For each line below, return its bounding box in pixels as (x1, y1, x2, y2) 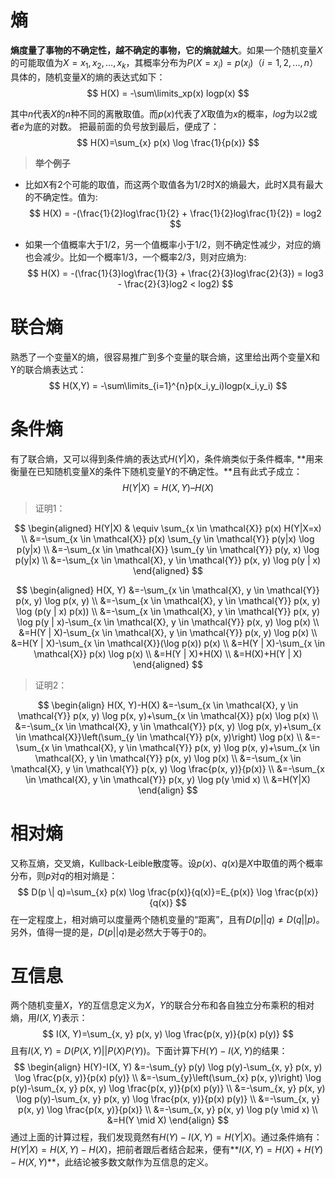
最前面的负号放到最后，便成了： (87, 120, 220, 132)
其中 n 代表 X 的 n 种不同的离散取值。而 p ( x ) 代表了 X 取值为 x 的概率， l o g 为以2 (10, 107, 309, 120)
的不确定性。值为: (24, 191, 98, 203)
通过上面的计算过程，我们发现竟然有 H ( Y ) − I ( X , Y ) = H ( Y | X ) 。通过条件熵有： (10, 1131, 323, 1143)
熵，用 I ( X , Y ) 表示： (10, 1012, 88, 1024)
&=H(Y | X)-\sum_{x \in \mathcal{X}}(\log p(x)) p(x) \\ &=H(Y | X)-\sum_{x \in (10, 637, 326, 649)
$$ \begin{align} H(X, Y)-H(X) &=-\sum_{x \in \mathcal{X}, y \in (37, 699, 299, 711)
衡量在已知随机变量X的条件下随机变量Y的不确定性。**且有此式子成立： (10, 465, 303, 477)
